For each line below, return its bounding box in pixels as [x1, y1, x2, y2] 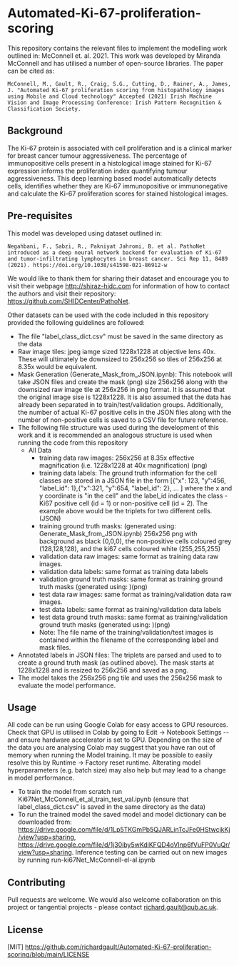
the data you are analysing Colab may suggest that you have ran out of [7, 743, 216, 752]
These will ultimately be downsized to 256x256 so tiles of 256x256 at [17, 355, 223, 363]
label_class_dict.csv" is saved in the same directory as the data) [17, 803, 205, 811]
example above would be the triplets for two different [39, 506, 195, 515]
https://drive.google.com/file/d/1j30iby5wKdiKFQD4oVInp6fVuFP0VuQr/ [17, 840, 230, 849]
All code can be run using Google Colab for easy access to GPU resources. [7, 720, 228, 729]
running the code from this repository [17, 438, 128, 447]
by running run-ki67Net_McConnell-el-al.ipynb [17, 855, 156, 865]
